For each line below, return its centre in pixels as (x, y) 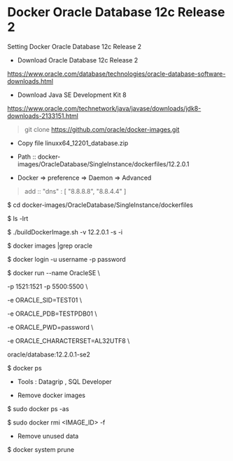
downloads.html (30, 81)
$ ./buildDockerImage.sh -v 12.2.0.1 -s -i (65, 232)
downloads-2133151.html (43, 116)
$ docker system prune (41, 449)
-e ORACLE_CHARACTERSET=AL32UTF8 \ (69, 340)
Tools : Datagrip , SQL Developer (64, 381)
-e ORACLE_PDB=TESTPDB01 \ (52, 314)
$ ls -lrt (18, 218)
